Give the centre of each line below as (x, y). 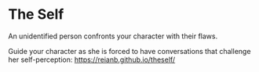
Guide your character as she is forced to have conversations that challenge (129, 51)
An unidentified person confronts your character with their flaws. (113, 36)
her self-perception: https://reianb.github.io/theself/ (92, 59)
